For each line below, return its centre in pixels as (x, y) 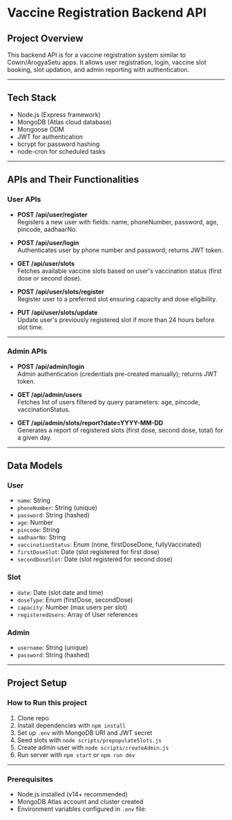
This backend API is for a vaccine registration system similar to (97, 55)
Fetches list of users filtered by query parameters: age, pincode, (108, 402)
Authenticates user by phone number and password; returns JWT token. (120, 250)
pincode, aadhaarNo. (47, 229)
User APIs (24, 199)
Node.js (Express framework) (59, 114)
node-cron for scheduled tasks (61, 151)
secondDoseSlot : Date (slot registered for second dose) (95, 560)
